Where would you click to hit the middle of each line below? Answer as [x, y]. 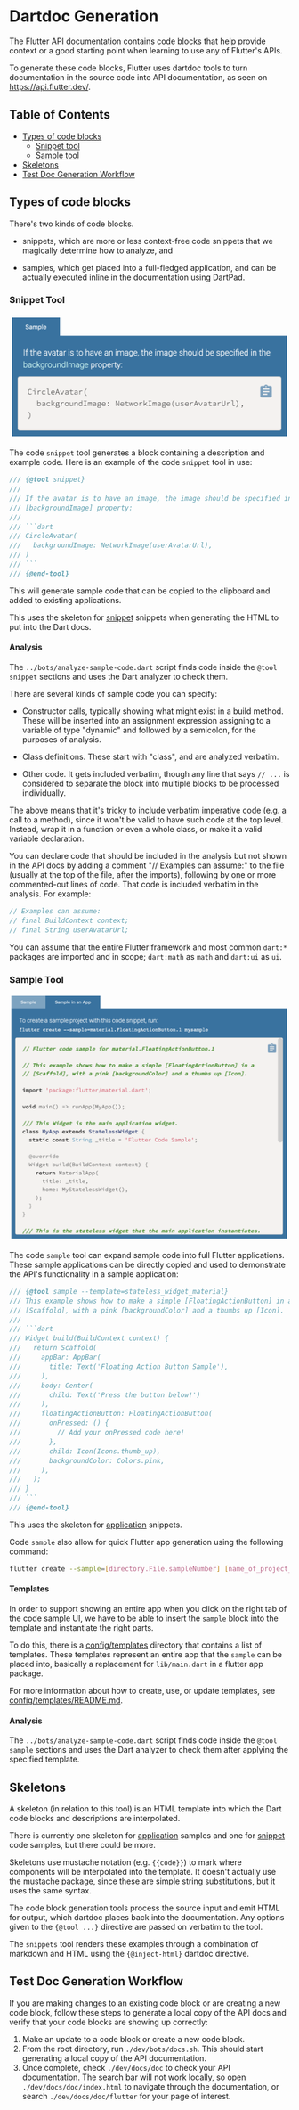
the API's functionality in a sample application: [94, 1274]
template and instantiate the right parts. [81, 1627]
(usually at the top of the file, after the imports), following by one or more [143, 875]
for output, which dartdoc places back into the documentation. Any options [147, 1918]
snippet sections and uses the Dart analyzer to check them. [119, 677]
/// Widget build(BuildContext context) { [89, 1338]
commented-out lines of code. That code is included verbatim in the [134, 885]
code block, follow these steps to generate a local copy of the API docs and [148, 2012]
